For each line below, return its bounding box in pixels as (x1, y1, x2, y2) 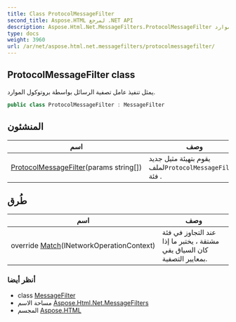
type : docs (7, 30, 39, 37)
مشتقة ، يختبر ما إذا (162, 236, 220, 246)
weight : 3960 (7, 37, 46, 44)
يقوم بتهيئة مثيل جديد (148, 153, 211, 163)
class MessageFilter (17, 291, 76, 300)
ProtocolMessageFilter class (7, 69, 136, 81)
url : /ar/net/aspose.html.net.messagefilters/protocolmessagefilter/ (7, 43, 216, 50)
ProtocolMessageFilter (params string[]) (11, 162, 143, 172)
